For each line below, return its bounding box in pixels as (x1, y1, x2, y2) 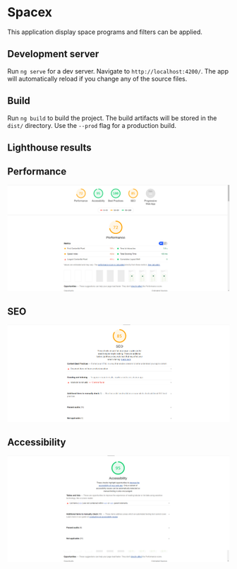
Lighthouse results (7, 141, 92, 153)
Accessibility (7, 436, 66, 448)
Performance (7, 165, 67, 177)
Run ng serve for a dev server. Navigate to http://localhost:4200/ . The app (7, 66, 229, 75)
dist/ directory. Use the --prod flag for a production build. (7, 121, 176, 129)
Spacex (7, 4, 53, 20)
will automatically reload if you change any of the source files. (7, 74, 188, 83)
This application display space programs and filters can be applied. (7, 28, 202, 36)
